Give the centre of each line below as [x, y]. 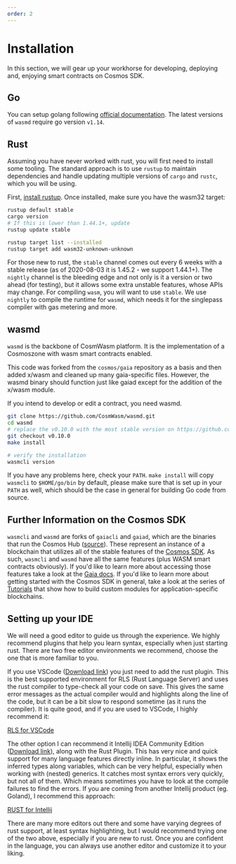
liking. [16, 853]
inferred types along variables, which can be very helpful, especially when [115, 766]
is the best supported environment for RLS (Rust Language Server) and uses [118, 679]
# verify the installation [47, 455]
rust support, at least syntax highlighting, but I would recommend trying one [117, 831]
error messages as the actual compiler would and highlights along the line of [118, 694]
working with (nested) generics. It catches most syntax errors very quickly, [116, 774]
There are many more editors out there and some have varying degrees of [114, 823]
